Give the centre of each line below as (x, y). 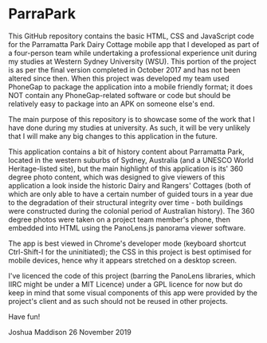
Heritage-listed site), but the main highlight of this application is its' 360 (126, 168)
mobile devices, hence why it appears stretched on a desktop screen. (123, 260)
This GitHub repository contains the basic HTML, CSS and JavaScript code (132, 36)
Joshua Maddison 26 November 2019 (70, 332)
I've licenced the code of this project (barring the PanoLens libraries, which (132, 275)
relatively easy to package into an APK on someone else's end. (112, 104)
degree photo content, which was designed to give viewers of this (117, 177)
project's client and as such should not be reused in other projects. (118, 301)
